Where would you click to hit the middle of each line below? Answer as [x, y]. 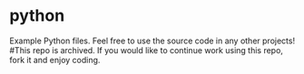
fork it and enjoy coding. [55, 60]
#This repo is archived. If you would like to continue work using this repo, [147, 50]
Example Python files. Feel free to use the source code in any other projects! [152, 41]
